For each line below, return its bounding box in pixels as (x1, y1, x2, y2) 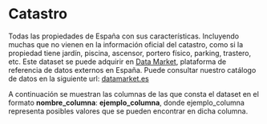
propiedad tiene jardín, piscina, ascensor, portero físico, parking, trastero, (8, 48, 252, 58)
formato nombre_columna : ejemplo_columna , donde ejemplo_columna (8, 98, 245, 107)
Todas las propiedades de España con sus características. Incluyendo (8, 31, 239, 41)
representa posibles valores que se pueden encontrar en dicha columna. (8, 106, 249, 116)
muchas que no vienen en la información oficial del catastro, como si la (8, 39, 244, 49)
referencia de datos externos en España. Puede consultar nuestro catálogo (8, 65, 257, 74)
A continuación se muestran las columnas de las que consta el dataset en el (8, 89, 259, 98)
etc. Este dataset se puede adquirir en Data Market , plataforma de (8, 57, 227, 66)
